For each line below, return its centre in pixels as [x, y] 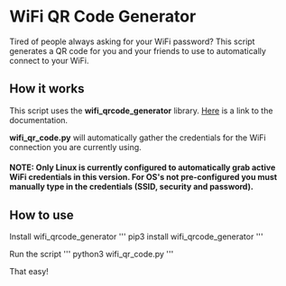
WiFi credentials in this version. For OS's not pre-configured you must [143, 177]
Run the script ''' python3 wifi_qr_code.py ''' [92, 255]
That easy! [29, 272]
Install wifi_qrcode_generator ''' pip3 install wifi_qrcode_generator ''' [136, 237]
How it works [47, 89]
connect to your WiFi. [49, 60]
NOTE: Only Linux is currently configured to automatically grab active [143, 167]
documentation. [39, 120]
